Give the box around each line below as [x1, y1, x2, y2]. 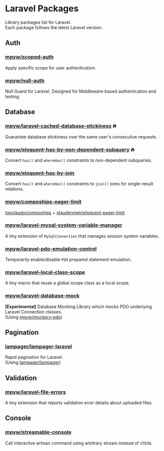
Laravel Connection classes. [5, 309, 62, 314]
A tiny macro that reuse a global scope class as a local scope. [5, 280, 130, 286]
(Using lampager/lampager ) [5, 359, 61, 365]
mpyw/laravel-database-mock [5, 292, 80, 299]
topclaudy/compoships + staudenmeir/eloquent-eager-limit [5, 209, 125, 215]
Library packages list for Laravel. [5, 19, 72, 25]
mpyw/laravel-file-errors [5, 388, 66, 395]
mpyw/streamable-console [5, 429, 72, 436]
